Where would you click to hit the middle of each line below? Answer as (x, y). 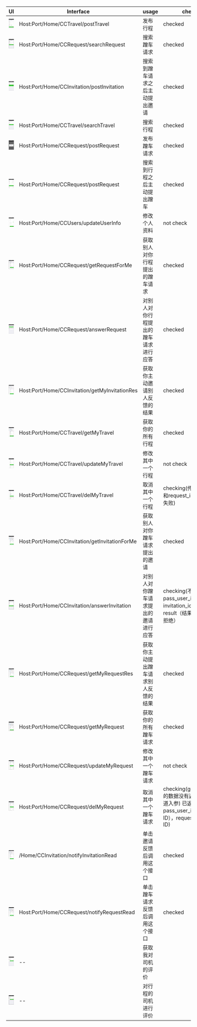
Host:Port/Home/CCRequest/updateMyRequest (76, 766)
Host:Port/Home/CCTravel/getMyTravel (67, 432)
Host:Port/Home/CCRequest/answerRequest (73, 330)
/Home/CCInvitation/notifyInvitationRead (68, 855)
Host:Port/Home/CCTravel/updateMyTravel (71, 464)
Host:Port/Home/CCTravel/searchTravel (67, 125)
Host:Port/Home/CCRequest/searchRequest (72, 44)
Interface (78, 11)
